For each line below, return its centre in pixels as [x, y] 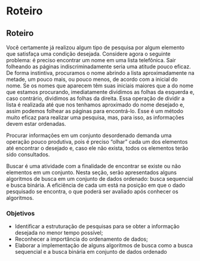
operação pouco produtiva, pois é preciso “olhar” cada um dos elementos [97, 142]
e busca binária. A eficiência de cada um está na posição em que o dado [96, 185]
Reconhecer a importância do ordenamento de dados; [81, 239]
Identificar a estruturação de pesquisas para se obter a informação [97, 226]
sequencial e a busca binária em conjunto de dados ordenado [91, 252]
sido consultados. [28, 154]
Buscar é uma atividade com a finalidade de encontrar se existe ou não [93, 166]
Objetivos [21, 213]
